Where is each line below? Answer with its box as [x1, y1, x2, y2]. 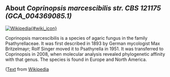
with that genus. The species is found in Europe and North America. [5, 56, 147, 62]
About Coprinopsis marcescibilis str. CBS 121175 [5, 4, 161, 13]
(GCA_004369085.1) [5, 12, 72, 21]
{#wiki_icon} [30, 25, 57, 31]
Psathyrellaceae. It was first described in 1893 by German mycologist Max [5, 40, 160, 46]
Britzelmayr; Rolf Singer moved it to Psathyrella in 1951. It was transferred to [5, 45, 164, 52]
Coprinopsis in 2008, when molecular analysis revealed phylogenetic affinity [5, 51, 165, 57]
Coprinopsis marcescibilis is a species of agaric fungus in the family [5, 35, 148, 41]
